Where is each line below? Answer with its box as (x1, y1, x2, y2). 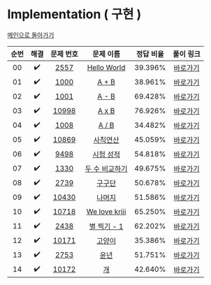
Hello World (87, 63, 126, 73)
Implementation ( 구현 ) (7, 6, 142, 22)
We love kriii (86, 207, 126, 217)
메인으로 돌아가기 (7, 31, 54, 39)
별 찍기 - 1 (89, 221, 124, 231)
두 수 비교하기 (85, 164, 128, 174)
